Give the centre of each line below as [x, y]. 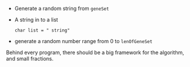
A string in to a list [36, 20]
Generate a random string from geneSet [62, 8]
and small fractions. [30, 59]
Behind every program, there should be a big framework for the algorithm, [95, 52]
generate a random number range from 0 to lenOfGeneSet [84, 41]
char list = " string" [42, 30]
